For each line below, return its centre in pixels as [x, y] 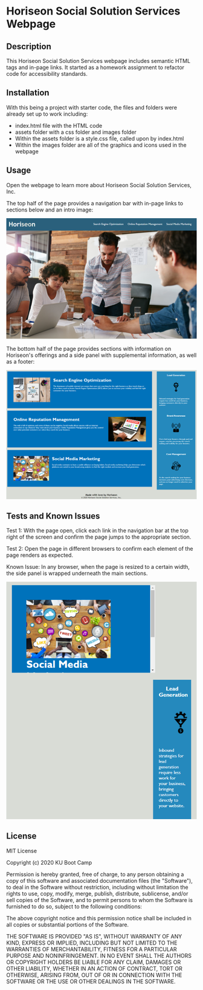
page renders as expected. [40, 555]
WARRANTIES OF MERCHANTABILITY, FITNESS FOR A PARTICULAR [92, 949]
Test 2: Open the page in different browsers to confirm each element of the [100, 549]
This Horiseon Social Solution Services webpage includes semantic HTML [98, 61]
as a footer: [21, 361]
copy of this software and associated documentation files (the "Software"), [100, 880]
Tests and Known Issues [53, 516]
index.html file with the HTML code [59, 125]
